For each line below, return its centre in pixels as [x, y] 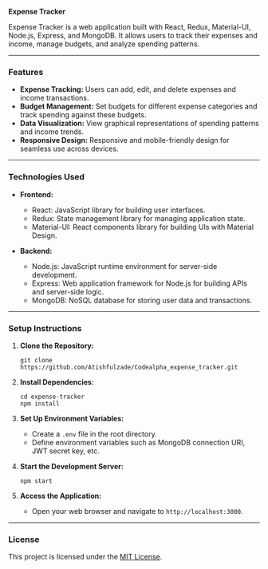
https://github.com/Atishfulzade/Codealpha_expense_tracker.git [129, 367]
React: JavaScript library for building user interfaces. [118, 210]
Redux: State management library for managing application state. [138, 218]
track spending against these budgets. [83, 115]
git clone [36, 360]
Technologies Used [47, 177]
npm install [39, 403]
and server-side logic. [68, 291]
